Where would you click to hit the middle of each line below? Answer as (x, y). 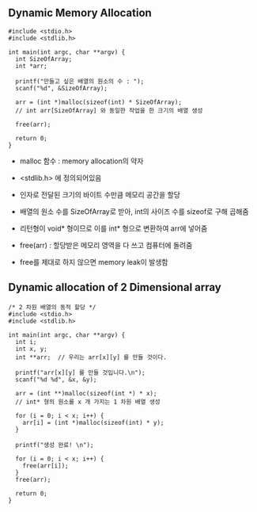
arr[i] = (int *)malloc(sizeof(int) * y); (93, 422)
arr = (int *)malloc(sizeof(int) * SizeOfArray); (98, 102)
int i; (26, 342)
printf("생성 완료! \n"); (55, 445)
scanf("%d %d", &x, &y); (56, 380)
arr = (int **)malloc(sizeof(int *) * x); (86, 393)
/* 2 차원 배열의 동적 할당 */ (52, 307)
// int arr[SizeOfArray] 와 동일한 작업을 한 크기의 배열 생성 (109, 110)
